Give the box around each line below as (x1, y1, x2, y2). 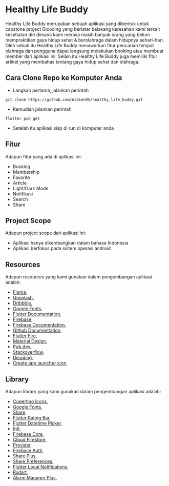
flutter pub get (5, 116, 40, 121)
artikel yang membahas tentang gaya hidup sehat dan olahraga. (5, 58, 140, 65)
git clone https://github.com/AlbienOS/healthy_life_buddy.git (5, 97, 143, 102)
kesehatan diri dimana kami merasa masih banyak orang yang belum (5, 31, 150, 37)
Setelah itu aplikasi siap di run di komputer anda (12, 125, 114, 131)
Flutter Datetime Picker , (12, 420, 62, 426)
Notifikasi (12, 191, 33, 197)
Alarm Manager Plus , (12, 475, 57, 480)
